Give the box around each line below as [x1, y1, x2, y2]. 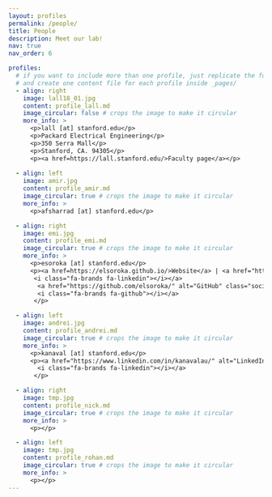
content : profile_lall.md [23, 102, 111, 110]
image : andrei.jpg [23, 319, 85, 328]
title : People [8, 27, 57, 35]
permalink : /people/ [8, 19, 79, 28]
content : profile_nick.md [23, 401, 111, 410]
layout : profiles [8, 11, 67, 20]
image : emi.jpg [23, 229, 74, 237]
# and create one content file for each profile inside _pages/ [15, 79, 237, 87]
